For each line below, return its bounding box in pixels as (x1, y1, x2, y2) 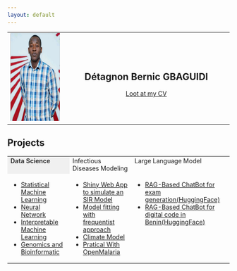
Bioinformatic (20, 247, 60, 256)
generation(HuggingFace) (145, 195, 221, 203)
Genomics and (20, 240, 63, 248)
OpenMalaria (83, 247, 121, 256)
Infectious (72, 157, 102, 165)
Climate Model (83, 232, 126, 241)
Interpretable (20, 218, 59, 226)
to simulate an (83, 187, 124, 196)
